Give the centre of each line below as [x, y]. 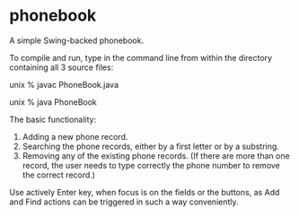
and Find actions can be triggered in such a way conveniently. [124, 202]
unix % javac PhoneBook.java [64, 84]
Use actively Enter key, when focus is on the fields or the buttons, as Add [145, 192]
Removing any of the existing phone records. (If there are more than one [156, 156]
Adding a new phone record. [75, 136]
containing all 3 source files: [62, 67]
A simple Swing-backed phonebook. [77, 40]
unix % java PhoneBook [53, 102]
